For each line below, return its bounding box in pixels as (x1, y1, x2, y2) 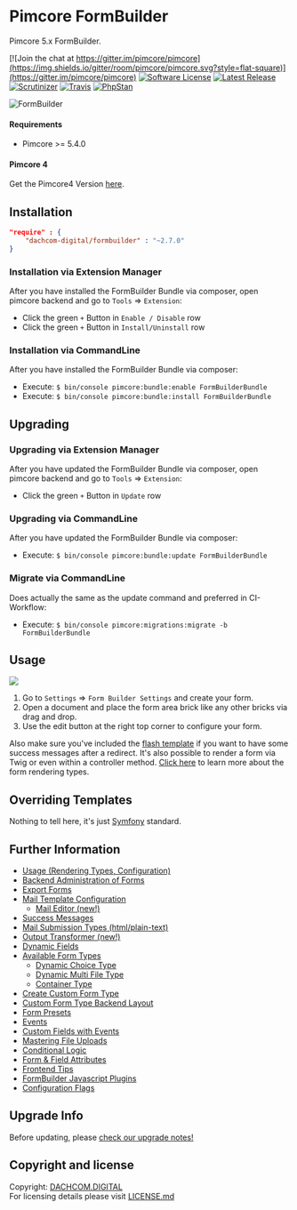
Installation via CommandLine (9, 344, 140, 357)
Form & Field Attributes (21, 1054, 107, 1065)
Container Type (35, 979, 92, 990)
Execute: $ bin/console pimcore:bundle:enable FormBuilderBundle (21, 381, 268, 392)
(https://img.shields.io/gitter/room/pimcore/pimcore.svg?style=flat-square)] (9, 62, 286, 73)
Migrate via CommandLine (9, 572, 126, 584)
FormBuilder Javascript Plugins (21, 1073, 137, 1084)
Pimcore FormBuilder (9, 6, 169, 27)
